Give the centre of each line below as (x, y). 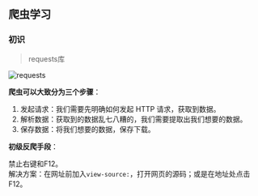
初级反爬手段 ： (33, 146)
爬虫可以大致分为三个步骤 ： (55, 92)
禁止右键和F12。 (36, 164)
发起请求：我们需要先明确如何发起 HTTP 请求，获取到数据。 (120, 109)
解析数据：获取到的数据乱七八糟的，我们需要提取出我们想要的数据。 (133, 119)
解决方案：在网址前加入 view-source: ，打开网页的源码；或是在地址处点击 (129, 173)
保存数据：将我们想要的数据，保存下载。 (87, 129)
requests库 (47, 58)
